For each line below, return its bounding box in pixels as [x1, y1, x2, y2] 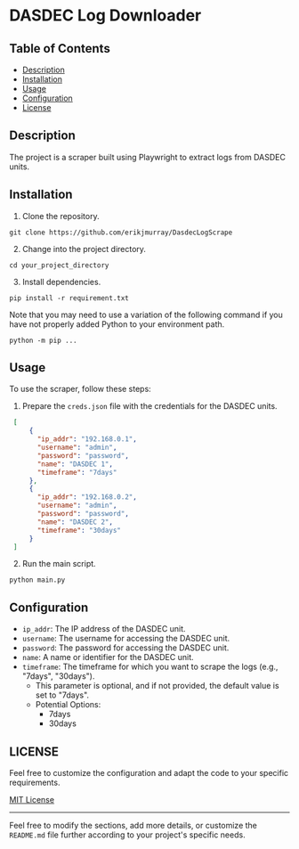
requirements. [9, 777, 61, 788]
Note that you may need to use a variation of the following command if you [9, 309, 283, 320]
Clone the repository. [21, 210, 100, 221]
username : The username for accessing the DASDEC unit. [21, 633, 230, 644]
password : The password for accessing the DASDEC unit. [21, 642, 230, 653]
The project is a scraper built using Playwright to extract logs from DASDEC [9, 151, 287, 162]
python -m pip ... [9, 336, 77, 345]
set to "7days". [35, 690, 90, 700]
